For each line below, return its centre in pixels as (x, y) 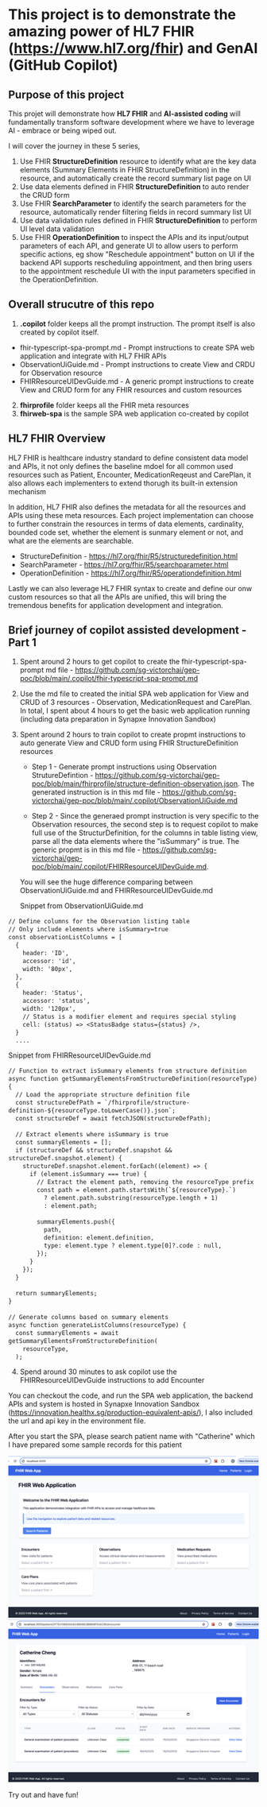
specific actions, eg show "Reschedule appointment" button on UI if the (137, 254)
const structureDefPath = (58, 1103)
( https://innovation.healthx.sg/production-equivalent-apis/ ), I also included (130, 1413)
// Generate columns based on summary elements (89, 1318)
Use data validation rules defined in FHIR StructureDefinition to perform (138, 221)
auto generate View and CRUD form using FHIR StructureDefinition (129, 743)
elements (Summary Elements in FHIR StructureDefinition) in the (125, 170)
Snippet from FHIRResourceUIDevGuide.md (79, 1055)
